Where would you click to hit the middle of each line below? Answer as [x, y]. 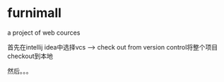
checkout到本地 [30, 56]
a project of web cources [44, 33]
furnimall [35, 13]
